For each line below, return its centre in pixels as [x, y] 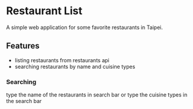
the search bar [24, 101]
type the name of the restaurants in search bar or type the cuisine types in [97, 95]
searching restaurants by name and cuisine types [75, 66]
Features [23, 46]
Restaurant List [44, 11]
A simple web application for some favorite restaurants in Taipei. [84, 27]
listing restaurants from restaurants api [62, 60]
